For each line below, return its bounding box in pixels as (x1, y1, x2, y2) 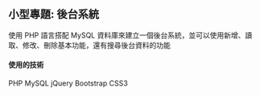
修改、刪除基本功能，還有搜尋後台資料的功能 (22, 40, 171, 50)
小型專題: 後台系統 (8, 7, 99, 22)
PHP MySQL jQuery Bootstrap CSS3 (8, 78, 129, 88)
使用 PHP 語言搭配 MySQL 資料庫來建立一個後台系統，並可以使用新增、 (8, 30, 246, 40)
